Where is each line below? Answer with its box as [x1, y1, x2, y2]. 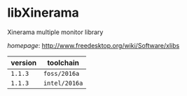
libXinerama [7, 5, 79, 21]
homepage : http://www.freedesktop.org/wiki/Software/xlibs [7, 41, 180, 49]
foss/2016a [43, 70, 80, 77]
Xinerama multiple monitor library [7, 28, 104, 36]
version [11, 58, 37, 67]
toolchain [47, 58, 79, 67]
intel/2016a [43, 79, 83, 87]
